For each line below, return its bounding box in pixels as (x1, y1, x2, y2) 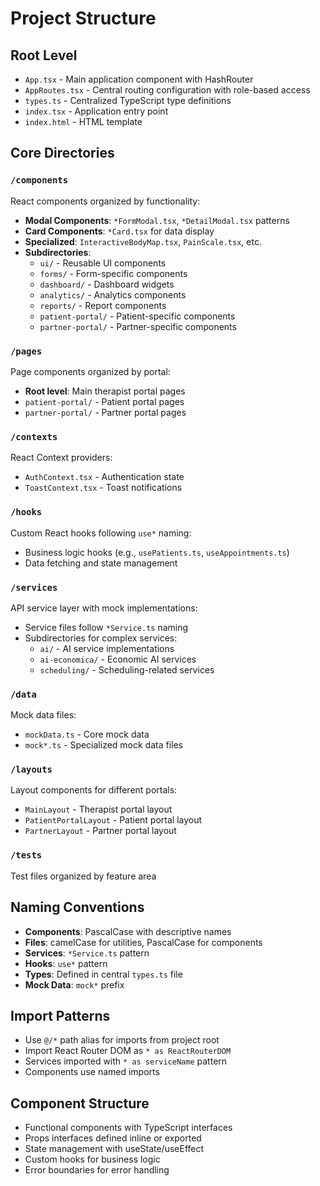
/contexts (10, 431, 58, 442)
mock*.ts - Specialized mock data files (24, 739, 184, 751)
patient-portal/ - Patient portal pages (24, 395, 185, 407)
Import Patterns (10, 1007, 111, 1024)
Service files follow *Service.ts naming (24, 621, 189, 633)
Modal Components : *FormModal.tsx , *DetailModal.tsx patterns (24, 214, 290, 226)
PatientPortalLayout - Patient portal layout (24, 814, 203, 826)
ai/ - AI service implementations (39, 642, 175, 654)
